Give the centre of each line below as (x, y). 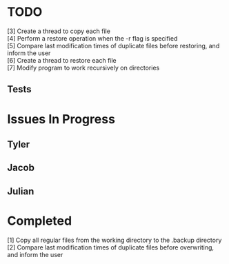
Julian (21, 191)
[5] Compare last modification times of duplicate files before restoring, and (113, 45)
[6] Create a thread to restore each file (62, 60)
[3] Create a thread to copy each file (59, 31)
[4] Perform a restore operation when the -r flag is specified (92, 38)
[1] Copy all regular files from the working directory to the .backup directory (114, 240)
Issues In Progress (61, 119)
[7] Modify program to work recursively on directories (83, 68)
